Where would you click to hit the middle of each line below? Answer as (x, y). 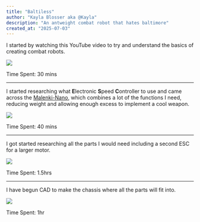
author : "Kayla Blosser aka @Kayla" (51, 17)
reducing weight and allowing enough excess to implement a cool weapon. (98, 104)
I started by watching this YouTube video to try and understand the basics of (100, 45)
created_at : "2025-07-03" (38, 28)
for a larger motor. (28, 150)
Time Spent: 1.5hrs (29, 173)
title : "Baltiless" (30, 12)
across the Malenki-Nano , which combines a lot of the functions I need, (94, 98)
